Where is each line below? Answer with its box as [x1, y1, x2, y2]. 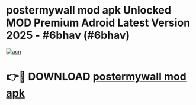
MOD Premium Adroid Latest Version [6, 16, 191, 29]
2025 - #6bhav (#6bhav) [6, 29, 130, 42]
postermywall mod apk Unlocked [6, 4, 172, 17]
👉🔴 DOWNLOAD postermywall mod [6, 70, 187, 83]
